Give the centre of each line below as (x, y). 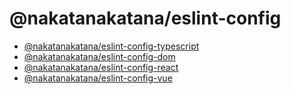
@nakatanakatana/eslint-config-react (101, 67)
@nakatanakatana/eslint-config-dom (99, 56)
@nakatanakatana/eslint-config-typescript (111, 46)
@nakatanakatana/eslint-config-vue (98, 78)
